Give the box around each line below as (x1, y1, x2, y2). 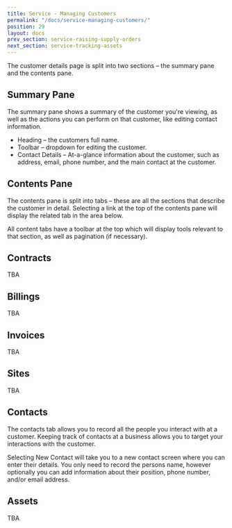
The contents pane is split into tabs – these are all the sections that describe (7, 196, 225, 205)
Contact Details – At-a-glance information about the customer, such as (17, 150, 220, 158)
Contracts (7, 252, 52, 264)
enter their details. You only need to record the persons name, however (7, 460, 211, 469)
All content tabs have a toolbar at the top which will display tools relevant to (7, 224, 224, 233)
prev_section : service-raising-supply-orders (7, 36, 141, 43)
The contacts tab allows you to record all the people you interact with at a (7, 424, 217, 433)
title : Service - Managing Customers (7, 10, 117, 17)
